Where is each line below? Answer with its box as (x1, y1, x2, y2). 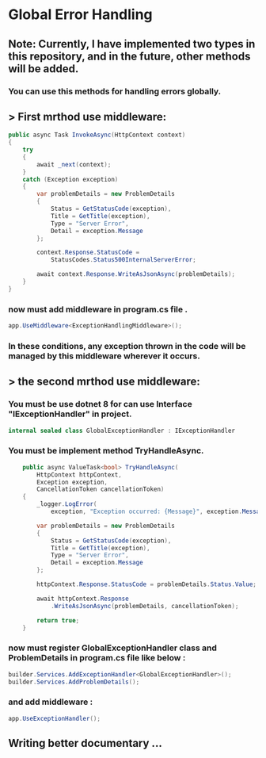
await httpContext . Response (36, 595, 129, 603)
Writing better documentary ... (8, 737, 162, 750)
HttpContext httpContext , (36, 470, 123, 479)
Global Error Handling (8, 6, 153, 24)
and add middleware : (8, 696, 93, 707)
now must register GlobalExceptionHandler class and (8, 642, 218, 653)
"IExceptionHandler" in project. (8, 408, 132, 419)
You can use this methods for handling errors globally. (8, 86, 222, 97)
